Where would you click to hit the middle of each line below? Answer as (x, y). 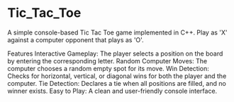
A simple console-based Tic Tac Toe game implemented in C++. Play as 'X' (118, 32)
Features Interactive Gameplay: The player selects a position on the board (115, 53)
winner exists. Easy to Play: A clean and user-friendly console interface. (112, 91)
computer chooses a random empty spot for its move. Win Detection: (108, 68)
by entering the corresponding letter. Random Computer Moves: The (107, 60)
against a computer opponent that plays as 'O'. (76, 39)
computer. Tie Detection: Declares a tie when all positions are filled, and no (117, 83)
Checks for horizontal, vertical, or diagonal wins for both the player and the (117, 76)
